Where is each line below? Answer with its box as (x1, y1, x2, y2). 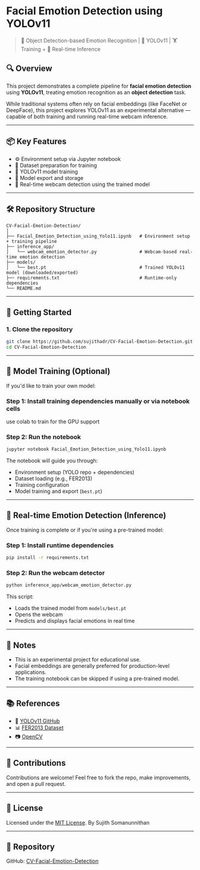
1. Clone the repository (6, 325, 73, 333)
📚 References (6, 698, 60, 709)
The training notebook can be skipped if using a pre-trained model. (14, 675, 180, 682)
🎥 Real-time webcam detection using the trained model (14, 181, 150, 188)
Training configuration (14, 481, 70, 489)
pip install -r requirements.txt (6, 555, 89, 561)
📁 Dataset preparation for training (14, 161, 97, 169)
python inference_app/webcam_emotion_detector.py (6, 582, 132, 588)
